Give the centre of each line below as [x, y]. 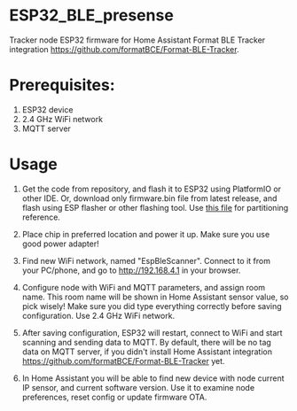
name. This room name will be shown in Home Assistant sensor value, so [155, 297]
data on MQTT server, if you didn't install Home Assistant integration [147, 352]
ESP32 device [47, 109]
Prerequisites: [62, 85]
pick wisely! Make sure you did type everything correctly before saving [152, 306]
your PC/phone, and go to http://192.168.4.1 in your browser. [131, 270]
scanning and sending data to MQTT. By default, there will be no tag [147, 342]
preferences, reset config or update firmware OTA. [114, 397]
